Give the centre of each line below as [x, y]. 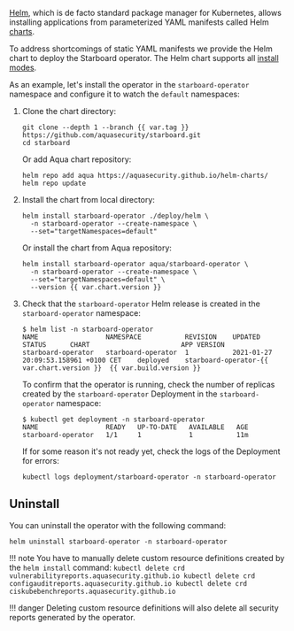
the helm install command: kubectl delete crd [97, 567]
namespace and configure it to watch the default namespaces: [125, 94]
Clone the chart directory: [69, 111]
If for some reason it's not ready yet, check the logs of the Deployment [151, 451]
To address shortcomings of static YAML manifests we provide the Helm [141, 49]
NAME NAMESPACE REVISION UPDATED [141, 337]
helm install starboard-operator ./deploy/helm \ [116, 216]
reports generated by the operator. [72, 617]
